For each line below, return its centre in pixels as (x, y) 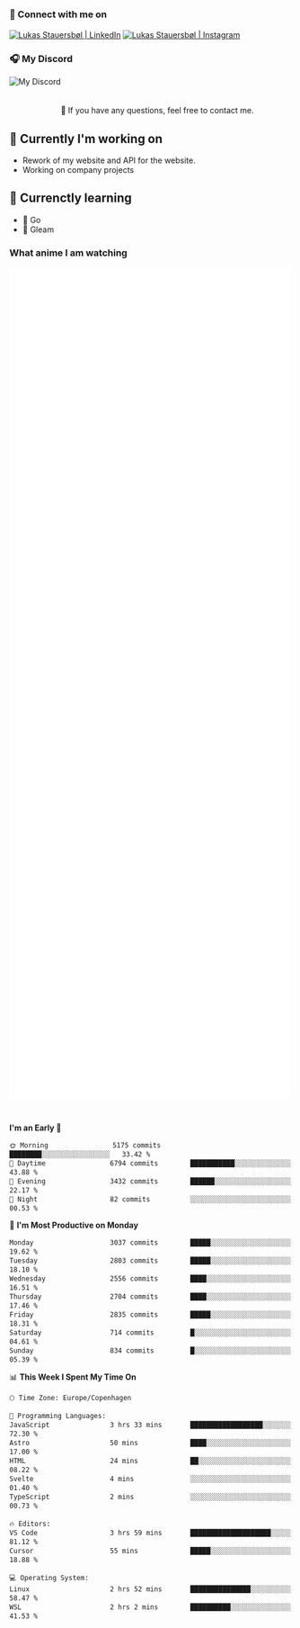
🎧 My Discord (41, 58)
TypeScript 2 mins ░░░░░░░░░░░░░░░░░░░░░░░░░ (150, 1497)
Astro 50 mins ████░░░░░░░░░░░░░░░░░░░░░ (150, 1443)
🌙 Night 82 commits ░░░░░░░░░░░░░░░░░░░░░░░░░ (150, 1199)
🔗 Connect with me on (58, 14)
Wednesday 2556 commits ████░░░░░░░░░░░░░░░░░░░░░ (150, 1278)
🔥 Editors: (30, 1524)
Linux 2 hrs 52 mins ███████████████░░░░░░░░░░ (150, 1589)
